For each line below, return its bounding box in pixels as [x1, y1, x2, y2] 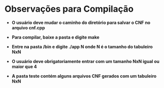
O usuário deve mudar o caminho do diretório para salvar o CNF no [11, 20, 151, 25]
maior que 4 [11, 64, 37, 69]
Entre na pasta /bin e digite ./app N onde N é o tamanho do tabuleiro [11, 44, 153, 49]
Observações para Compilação [4, 3, 134, 15]
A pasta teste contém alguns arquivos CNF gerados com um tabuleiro [11, 73, 157, 79]
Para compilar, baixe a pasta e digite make [11, 34, 100, 40]
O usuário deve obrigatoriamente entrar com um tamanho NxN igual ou [11, 58, 160, 64]
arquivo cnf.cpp [11, 24, 45, 30]
